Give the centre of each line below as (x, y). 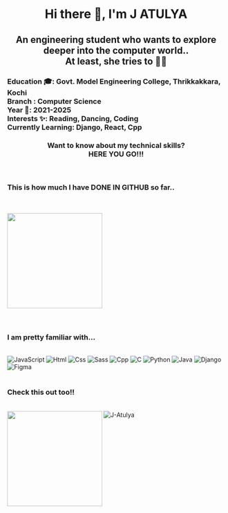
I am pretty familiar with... (51, 337)
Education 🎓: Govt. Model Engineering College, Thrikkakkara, (114, 81)
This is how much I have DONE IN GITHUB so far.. (91, 187)
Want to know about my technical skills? (116, 146)
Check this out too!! (41, 392)
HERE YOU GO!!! (116, 154)
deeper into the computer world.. (116, 50)
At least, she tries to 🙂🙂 (116, 61)
